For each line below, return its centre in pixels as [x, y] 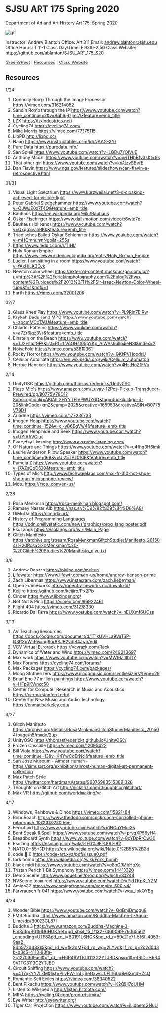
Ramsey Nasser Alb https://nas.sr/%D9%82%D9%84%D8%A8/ [78, 508]
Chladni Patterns [30, 327]
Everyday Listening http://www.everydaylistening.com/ [69, 442]
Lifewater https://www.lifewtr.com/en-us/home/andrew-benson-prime [84, 575]
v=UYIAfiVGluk [28, 436]
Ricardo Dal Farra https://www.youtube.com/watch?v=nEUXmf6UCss [83, 612]
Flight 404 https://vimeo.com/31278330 [53, 607]
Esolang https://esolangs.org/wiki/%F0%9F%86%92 [67, 843]
